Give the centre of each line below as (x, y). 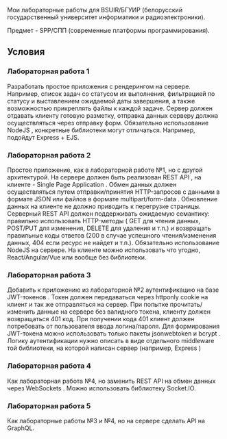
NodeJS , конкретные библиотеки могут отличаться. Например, (101, 130)
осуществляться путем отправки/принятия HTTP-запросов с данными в (113, 192)
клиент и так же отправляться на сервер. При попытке (88, 305)
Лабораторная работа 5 (49, 405)
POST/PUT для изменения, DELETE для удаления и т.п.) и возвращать (109, 228)
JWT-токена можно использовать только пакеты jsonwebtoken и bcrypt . (114, 334)
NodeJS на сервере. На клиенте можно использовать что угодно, (104, 250)
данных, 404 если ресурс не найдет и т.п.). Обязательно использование (113, 242)
